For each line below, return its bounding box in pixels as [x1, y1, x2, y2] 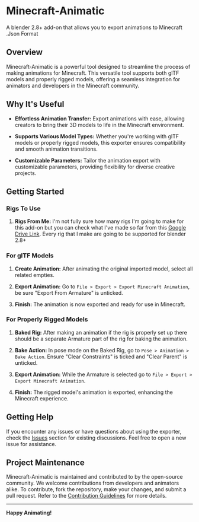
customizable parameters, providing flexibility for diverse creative [14, 163, 175, 170]
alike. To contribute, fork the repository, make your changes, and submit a [6, 486, 187, 493]
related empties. [14, 271, 54, 278]
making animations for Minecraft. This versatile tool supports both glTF [6, 69, 179, 77]
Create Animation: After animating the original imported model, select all [14, 265, 193, 272]
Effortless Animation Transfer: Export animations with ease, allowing [14, 114, 185, 122]
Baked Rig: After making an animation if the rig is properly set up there [14, 329, 188, 336]
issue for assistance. [6, 440, 57, 447]
